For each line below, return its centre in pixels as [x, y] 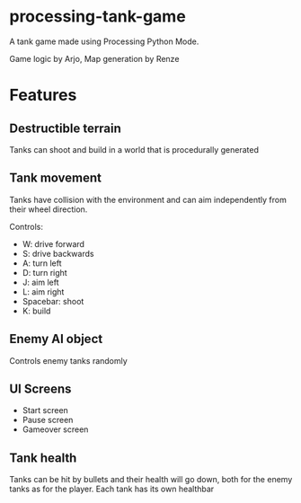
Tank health [43, 458]
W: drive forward [53, 243]
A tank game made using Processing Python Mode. [104, 41]
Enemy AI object [56, 339]
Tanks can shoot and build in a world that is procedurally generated [134, 149]
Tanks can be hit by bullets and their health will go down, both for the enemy [151, 480]
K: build [36, 311]
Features [43, 95]
